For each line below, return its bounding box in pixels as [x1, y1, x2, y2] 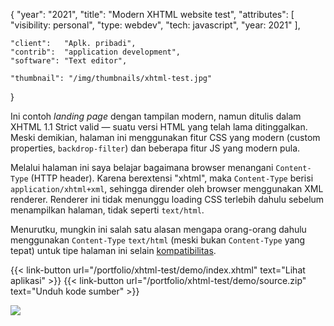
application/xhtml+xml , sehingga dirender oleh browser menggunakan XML [10, 183, 324, 194]
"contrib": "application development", [10, 47, 182, 57]
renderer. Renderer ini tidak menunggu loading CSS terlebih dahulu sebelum [10, 194, 325, 205]
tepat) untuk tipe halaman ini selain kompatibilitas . [10, 245, 217, 256]
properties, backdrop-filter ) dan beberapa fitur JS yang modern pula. [10, 142, 301, 154]
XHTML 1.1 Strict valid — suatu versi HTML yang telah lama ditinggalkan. [10, 121, 308, 133]
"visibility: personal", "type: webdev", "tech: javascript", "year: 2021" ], [10, 19, 301, 31]
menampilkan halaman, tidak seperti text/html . [10, 204, 205, 216]
